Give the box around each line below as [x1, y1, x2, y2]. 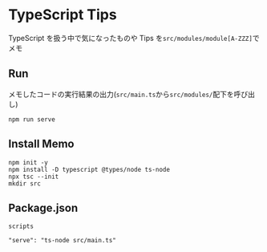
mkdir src [8, 179, 42, 188]
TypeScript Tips [8, 6, 118, 24]
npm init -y [8, 158, 48, 166]
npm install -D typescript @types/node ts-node [8, 165, 171, 173]
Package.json [8, 201, 79, 214]
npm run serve [8, 115, 56, 124]
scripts [8, 222, 34, 230]
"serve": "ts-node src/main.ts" [8, 237, 116, 245]
